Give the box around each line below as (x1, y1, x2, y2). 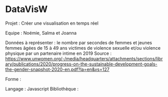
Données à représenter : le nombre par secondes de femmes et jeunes (5, 39, 152, 46)
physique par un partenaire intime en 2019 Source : (5, 50, 112, 56)
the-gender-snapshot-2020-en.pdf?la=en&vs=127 (5, 66, 110, 72)
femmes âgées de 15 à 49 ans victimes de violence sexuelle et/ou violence (5, 45, 161, 51)
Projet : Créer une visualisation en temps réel (5, 20, 99, 26)
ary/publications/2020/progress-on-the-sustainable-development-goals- (5, 61, 157, 67)
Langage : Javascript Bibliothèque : (5, 85, 79, 91)
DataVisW (5, 4, 48, 15)
